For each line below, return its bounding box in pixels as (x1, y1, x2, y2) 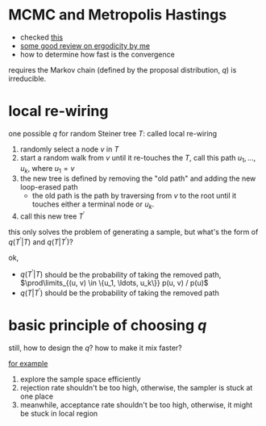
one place (19, 391, 54, 401)
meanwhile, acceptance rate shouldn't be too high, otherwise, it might (19, 399, 253, 409)
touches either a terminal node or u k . (31, 199, 155, 211)
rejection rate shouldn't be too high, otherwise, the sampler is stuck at (19, 382, 253, 392)
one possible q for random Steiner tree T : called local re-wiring (8, 128, 218, 138)
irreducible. (8, 73, 47, 83)
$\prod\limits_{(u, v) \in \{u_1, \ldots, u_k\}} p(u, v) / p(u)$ (19, 278, 209, 288)
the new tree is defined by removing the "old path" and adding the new (19, 173, 256, 183)
